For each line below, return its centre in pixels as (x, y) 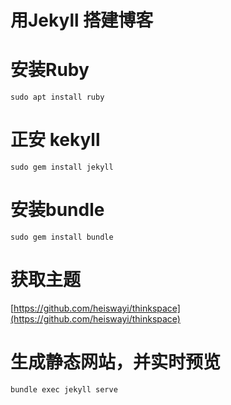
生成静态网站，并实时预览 (116, 362)
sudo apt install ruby (57, 97)
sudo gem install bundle (62, 237)
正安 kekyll (55, 140)
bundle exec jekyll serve (64, 389)
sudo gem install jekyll (62, 167)
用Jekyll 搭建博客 (82, 20)
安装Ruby (50, 70)
